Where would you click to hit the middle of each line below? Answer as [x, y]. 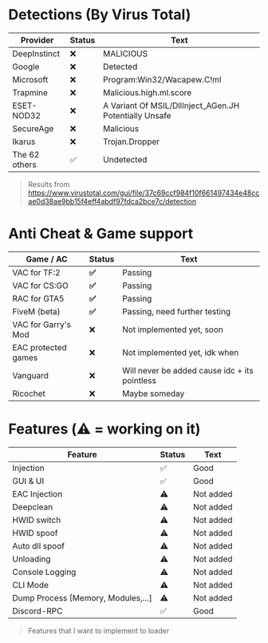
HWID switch [37, 520]
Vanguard [31, 375]
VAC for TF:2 [37, 272]
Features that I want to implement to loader [99, 630]
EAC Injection [37, 493]
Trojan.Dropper [132, 142]
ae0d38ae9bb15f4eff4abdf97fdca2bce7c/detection [112, 201]
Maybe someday [154, 393]
